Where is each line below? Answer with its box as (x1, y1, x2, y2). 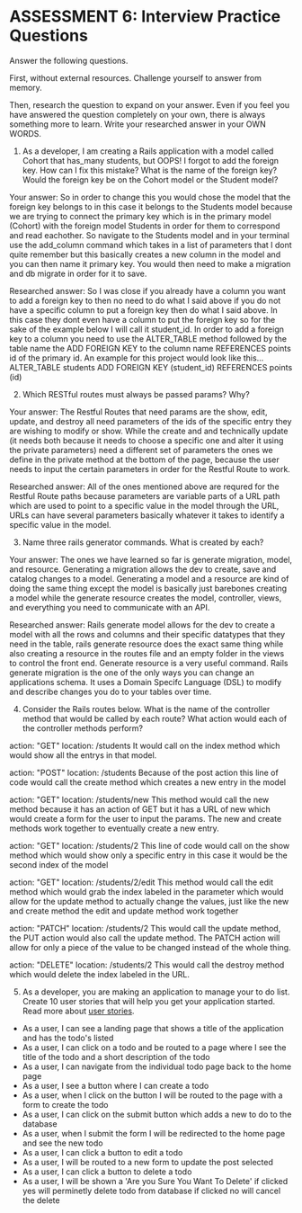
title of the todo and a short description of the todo (22, 1051, 210, 1062)
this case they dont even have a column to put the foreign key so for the (9, 314, 276, 325)
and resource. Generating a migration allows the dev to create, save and (9, 564, 277, 575)
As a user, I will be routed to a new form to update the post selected (22, 1156, 274, 1167)
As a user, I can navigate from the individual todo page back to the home (22, 1061, 292, 1072)
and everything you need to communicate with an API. (9, 602, 210, 612)
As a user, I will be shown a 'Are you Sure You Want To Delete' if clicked (22, 1175, 289, 1186)
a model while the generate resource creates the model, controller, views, (9, 592, 282, 603)
